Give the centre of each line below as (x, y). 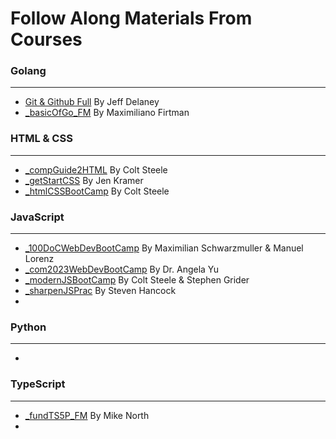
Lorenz (39, 259)
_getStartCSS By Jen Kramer (84, 180)
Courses (46, 39)
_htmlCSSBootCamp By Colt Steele (97, 191)
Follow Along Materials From (131, 18)
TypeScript (38, 384)
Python (28, 327)
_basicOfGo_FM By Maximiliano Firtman (107, 113)
